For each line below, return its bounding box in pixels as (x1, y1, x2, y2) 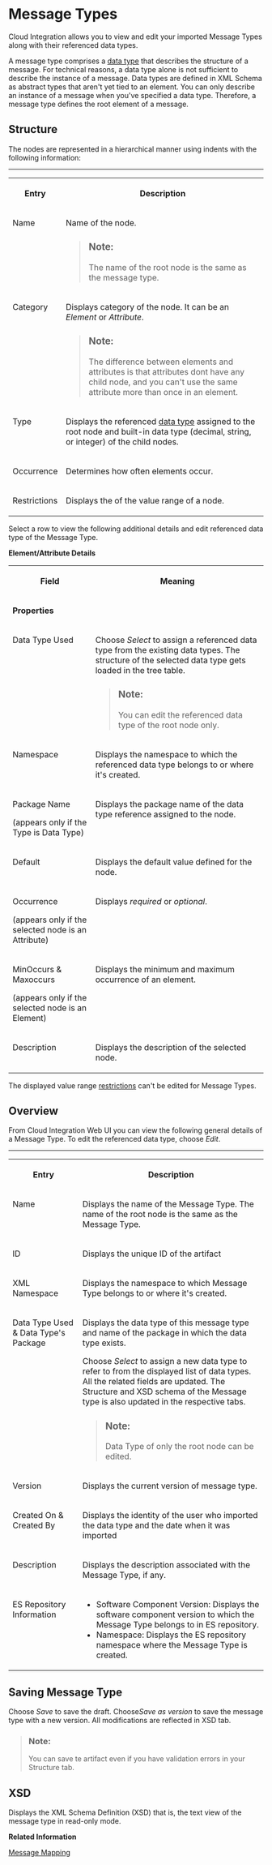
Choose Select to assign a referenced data (95, 634, 257, 645)
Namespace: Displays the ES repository (96, 1629, 247, 1640)
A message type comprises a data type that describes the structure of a (8, 56, 249, 66)
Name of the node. (66, 217, 137, 228)
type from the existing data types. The (95, 644, 240, 655)
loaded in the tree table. (95, 664, 185, 675)
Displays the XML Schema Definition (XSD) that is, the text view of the (8, 1807, 242, 1817)
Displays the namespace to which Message (82, 1278, 248, 1289)
